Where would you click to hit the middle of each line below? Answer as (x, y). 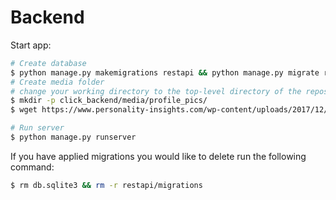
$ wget (24, 110)
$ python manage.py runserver (73, 137)
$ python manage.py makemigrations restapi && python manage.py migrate (165, 72)
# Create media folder (57, 82)
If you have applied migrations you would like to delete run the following (158, 156)
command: (32, 167)
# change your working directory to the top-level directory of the (156, 91)
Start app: (31, 45)
